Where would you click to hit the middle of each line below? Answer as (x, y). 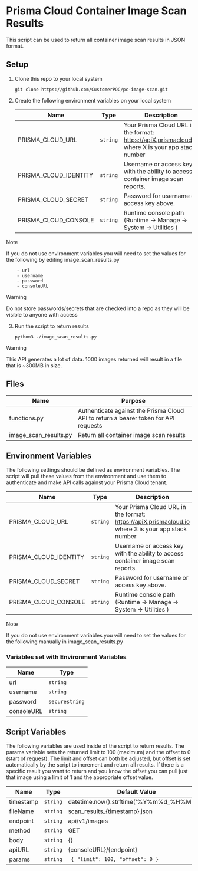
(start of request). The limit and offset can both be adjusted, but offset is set (98, 758)
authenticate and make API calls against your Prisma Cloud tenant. (87, 482)
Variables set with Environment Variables (66, 657)
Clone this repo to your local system (58, 78)
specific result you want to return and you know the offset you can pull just (97, 771)
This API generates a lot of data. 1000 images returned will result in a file (94, 359)
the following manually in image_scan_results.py (65, 642)
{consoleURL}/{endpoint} (103, 850)
